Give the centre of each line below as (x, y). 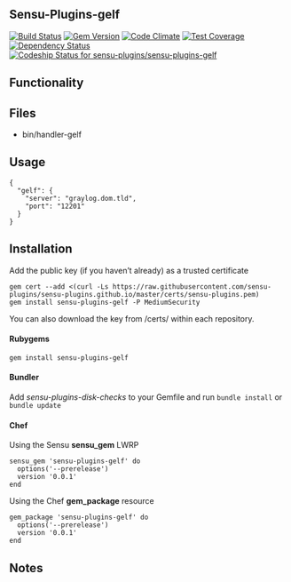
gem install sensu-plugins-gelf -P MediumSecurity (105, 302)
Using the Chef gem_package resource (82, 501)
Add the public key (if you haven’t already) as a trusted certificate (129, 270)
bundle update (35, 406)
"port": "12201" (55, 206)
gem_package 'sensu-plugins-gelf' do (79, 518)
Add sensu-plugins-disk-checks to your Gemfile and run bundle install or (146, 397)
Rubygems (30, 339)
